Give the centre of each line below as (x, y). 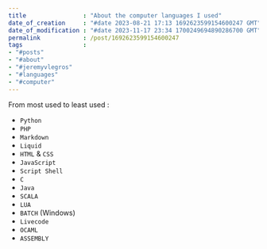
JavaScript (38, 163)
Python (31, 121)
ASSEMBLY (34, 239)
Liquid (31, 146)
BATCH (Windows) (47, 213)
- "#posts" (26, 52)
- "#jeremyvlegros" (41, 67)
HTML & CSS (37, 153)
